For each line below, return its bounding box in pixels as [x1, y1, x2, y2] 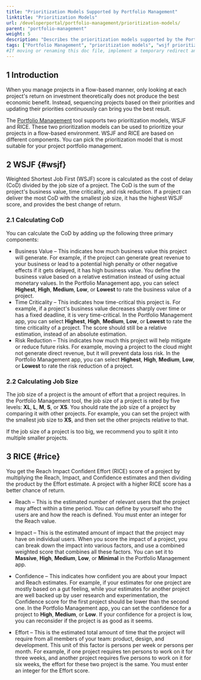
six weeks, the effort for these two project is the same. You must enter [14, 660, 188, 667]
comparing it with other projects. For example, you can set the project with [6, 410, 190, 417]
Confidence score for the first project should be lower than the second [14, 598, 190, 605]
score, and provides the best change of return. [6, 201, 121, 208]
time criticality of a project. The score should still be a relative [14, 324, 167, 331]
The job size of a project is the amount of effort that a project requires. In [6, 390, 186, 398]
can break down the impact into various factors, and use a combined [14, 541, 185, 549]
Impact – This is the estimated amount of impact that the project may [14, 529, 185, 536]
